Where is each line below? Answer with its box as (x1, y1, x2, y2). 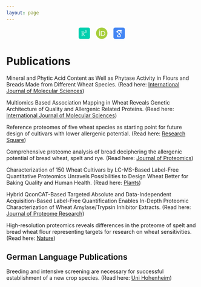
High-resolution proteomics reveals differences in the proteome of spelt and (6, 221, 196, 229)
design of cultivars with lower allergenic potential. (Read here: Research (6, 130, 186, 137)
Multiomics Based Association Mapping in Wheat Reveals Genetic (6, 98, 170, 106)
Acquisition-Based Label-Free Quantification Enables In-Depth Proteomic (6, 197, 189, 204)
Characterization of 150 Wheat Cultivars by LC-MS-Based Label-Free (6, 166, 179, 173)
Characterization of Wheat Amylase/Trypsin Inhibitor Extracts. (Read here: (6, 203, 191, 211)
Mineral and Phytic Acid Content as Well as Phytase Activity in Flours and (6, 74, 189, 82)
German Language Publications (6, 251, 128, 262)
